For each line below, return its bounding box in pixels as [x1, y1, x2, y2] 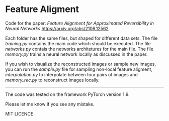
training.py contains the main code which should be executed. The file [5, 40, 151, 46]
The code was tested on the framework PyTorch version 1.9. [5, 91, 130, 97]
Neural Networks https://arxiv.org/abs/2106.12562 [5, 25, 109, 31]
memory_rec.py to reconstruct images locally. [5, 77, 100, 83]
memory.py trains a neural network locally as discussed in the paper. [5, 51, 148, 57]
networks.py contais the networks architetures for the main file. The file [5, 46, 153, 52]
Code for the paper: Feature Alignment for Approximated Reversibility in [5, 20, 154, 26]
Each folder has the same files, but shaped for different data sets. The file [5, 35, 158, 41]
